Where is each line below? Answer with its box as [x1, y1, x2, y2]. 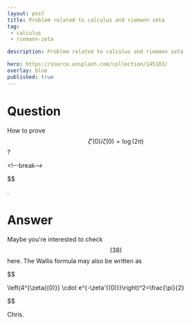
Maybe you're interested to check [7, 235, 103, 243]
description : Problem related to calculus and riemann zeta [7, 48, 184, 55]
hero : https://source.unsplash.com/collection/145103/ [7, 61, 168, 68]
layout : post [7, 10, 45, 17]
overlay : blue [7, 67, 48, 74]
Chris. [7, 310, 24, 318]
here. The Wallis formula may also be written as [7, 256, 143, 265]
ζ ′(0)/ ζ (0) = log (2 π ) [88, 137, 144, 145]
